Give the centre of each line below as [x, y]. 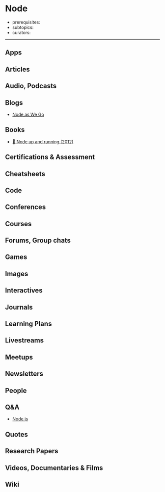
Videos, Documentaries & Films [54, 468]
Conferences [26, 207]
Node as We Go [28, 114]
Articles [18, 69]
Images [17, 273]
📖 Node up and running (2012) [43, 142]
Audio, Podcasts [31, 86]
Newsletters [24, 374]
